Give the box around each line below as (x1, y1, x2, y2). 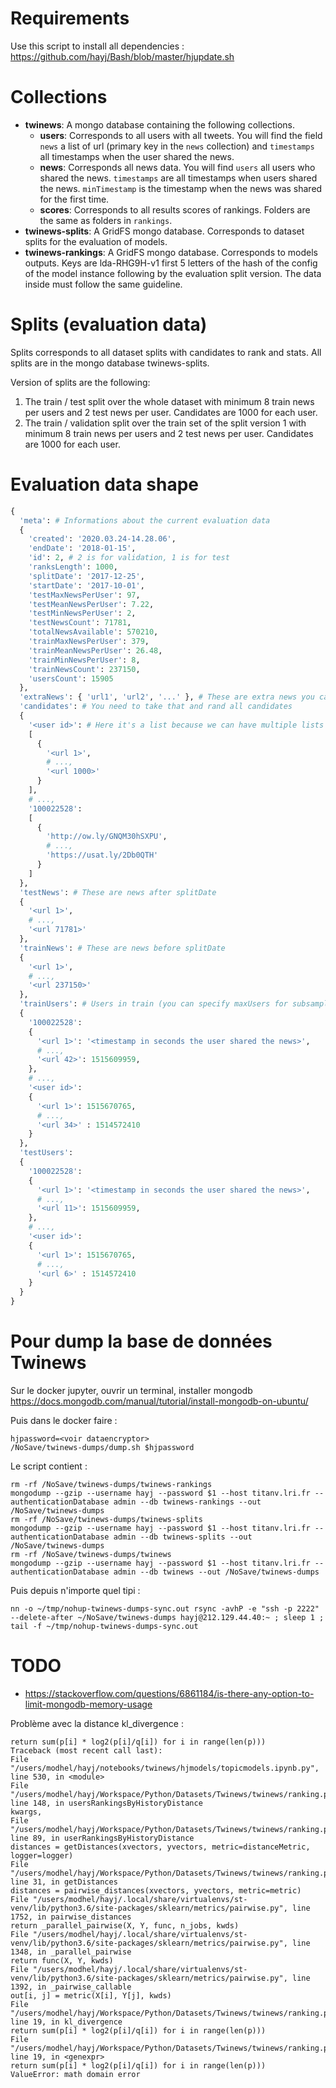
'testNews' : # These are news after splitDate (19, 887, 217, 897)
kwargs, (10, 1807, 43, 1817)
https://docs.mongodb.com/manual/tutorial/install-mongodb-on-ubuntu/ (10, 1395, 309, 1407)
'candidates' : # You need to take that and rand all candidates (19, 702, 293, 712)
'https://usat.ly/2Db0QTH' (46, 850, 159, 861)
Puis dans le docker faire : (10, 1414, 118, 1426)
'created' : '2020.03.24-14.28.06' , (28, 534, 177, 544)
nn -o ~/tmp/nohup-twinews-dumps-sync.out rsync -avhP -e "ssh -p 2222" (10, 1603, 320, 1614)
